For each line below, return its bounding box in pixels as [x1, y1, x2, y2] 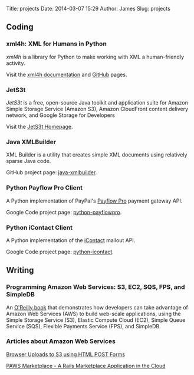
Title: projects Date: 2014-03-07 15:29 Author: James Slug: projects [6, 5, 171, 12]
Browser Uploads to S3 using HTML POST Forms [6, 351, 126, 358]
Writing [6, 265, 34, 275]
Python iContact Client [6, 223, 73, 231]
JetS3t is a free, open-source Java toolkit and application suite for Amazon [6, 99, 189, 106]
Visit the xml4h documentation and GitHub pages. [6, 71, 127, 78]
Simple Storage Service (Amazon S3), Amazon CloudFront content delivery [6, 105, 189, 112]
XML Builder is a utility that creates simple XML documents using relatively [6, 151, 188, 158]
